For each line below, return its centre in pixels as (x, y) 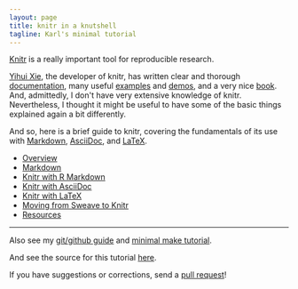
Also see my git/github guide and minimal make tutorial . (111, 240)
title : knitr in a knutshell (63, 26)
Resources (42, 215)
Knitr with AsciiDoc (57, 187)
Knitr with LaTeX (52, 196)
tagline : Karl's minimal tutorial (73, 34)
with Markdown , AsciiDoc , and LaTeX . (78, 141)
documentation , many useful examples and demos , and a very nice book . (143, 86)
